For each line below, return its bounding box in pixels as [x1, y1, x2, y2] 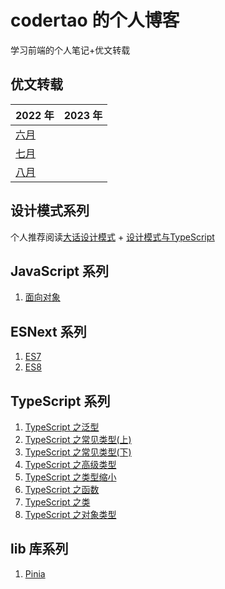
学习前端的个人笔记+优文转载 [10, 44, 131, 56]
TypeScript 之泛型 [24, 421, 100, 433]
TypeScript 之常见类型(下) [24, 446, 132, 458]
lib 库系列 [10, 541, 69, 558]
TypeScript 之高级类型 [24, 459, 117, 470]
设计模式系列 [10, 202, 90, 220]
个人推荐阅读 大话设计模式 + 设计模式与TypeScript [10, 231, 215, 243]
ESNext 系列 [10, 323, 87, 340]
